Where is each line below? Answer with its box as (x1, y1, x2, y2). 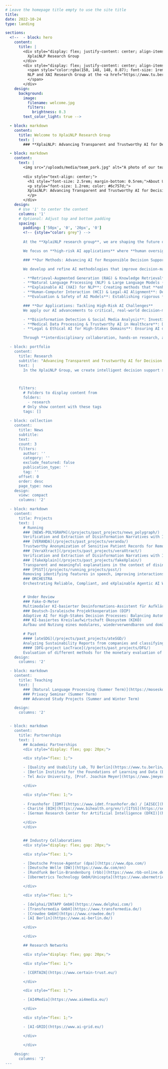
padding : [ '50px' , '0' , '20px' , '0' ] (23, 225, 101, 230)
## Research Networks (23, 943, 68, 948)
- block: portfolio (9, 344, 50, 350)
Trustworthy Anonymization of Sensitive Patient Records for (23, 544, 153, 549)
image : (23, 96, 37, 101)
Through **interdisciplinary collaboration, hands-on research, (23, 335, 160, 341)
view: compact (18, 493, 48, 498)
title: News (18, 428, 43, 433)
